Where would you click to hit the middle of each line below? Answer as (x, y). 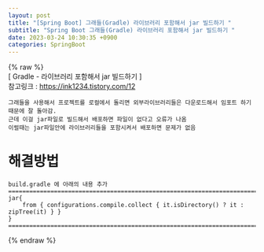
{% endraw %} (32, 240)
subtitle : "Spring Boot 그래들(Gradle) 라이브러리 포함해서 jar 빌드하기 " (122, 30)
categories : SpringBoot (47, 45)
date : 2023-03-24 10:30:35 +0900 (63, 37)
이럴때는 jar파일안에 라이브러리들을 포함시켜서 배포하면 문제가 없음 (102, 128)
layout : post (29, 15)
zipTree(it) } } (35, 212)
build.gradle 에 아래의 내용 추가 (58, 185)
